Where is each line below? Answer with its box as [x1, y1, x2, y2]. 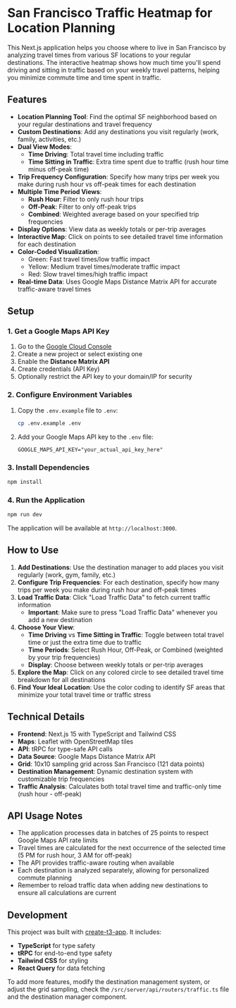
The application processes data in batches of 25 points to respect [17, 829, 209, 837]
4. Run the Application [7, 495, 85, 505]
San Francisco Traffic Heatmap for [7, 5, 213, 21]
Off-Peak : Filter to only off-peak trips [27, 202, 137, 211]
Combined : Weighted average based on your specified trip [27, 210, 199, 218]
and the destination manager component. [7, 992, 128, 1001]
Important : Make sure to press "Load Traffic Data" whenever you [27, 608, 218, 617]
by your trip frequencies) [27, 652, 101, 661]
